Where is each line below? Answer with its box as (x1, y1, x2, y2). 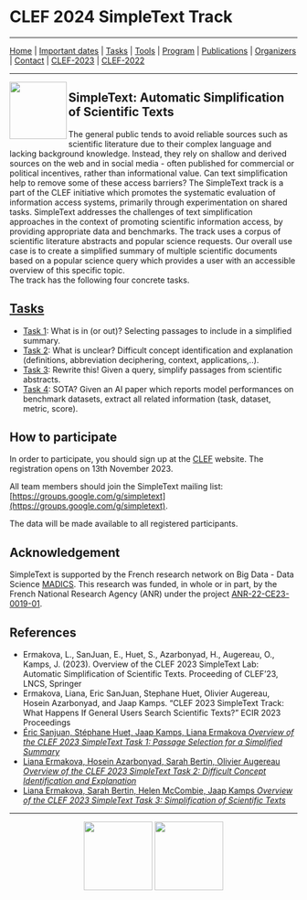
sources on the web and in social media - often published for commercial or (9, 157, 295, 168)
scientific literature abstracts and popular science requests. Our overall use (9, 235, 292, 246)
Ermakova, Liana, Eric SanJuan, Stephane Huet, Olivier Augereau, (22, 688, 270, 699)
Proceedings (22, 717, 71, 728)
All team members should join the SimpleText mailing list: (9, 481, 224, 492)
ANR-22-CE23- (231, 588, 290, 600)
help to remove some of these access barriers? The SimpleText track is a (9, 177, 284, 188)
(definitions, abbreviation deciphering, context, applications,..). (22, 354, 259, 365)
